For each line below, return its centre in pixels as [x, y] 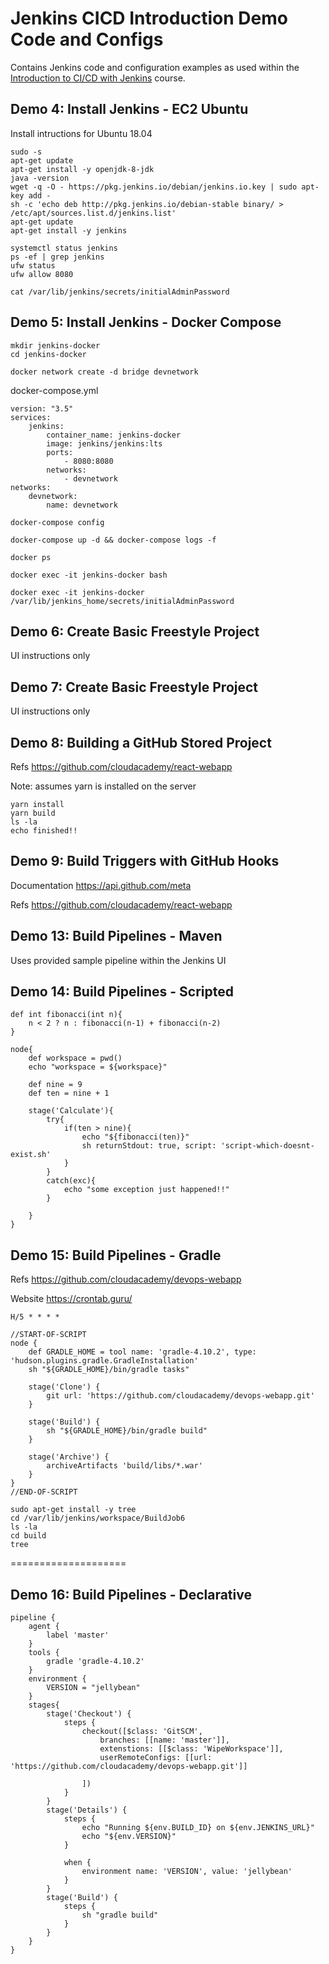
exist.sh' [31, 1155]
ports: [60, 452]
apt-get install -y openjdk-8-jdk [82, 169]
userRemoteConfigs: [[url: [156, 1758]
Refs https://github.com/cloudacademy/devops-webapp [126, 1279]
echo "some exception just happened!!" [146, 1190]
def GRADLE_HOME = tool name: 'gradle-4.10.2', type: [142, 1352]
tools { [44, 1653]
